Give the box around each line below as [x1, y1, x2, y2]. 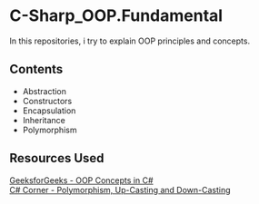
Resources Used [9, 151, 105, 166]
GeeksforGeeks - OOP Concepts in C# [9, 174, 154, 186]
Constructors [22, 95, 73, 106]
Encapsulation [22, 105, 76, 116]
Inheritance [22, 114, 66, 125]
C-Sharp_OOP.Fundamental [9, 5, 224, 26]
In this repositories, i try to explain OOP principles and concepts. [9, 35, 251, 46]
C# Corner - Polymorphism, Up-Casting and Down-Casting [9, 184, 231, 195]
